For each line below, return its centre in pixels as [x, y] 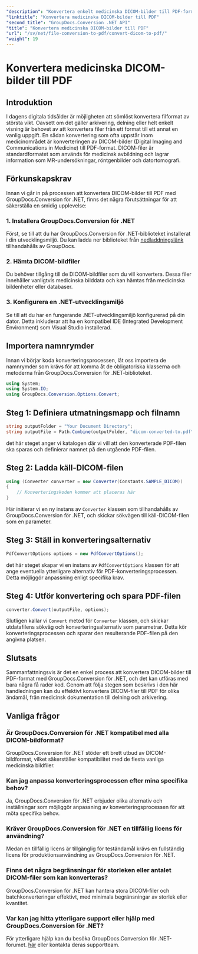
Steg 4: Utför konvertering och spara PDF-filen [94, 596]
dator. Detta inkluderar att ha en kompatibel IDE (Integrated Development [95, 321]
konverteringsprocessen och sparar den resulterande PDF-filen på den [92, 633]
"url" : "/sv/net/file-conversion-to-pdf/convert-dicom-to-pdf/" [87, 34]
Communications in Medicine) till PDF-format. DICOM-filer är [80, 148]
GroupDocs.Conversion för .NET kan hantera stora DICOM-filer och [88, 890]
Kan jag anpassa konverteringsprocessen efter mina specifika [97, 780]
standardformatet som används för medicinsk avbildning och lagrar [88, 154]
